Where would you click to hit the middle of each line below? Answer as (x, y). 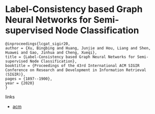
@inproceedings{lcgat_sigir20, (38, 43)
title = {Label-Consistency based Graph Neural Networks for (70, 57)
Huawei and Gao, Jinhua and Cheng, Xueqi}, (51, 52)
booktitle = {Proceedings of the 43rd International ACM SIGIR (72, 65)
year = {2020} (20, 83)
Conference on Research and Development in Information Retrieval (76, 70)
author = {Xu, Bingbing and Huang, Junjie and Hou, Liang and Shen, (78, 48)
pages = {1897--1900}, (29, 78)
